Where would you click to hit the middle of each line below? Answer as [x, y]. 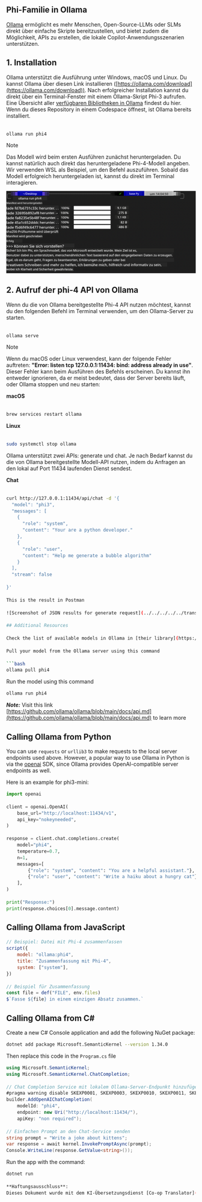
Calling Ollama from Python [59, 736]
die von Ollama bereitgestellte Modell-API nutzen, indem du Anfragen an [96, 462]
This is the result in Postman [45, 600]
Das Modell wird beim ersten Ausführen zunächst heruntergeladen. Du [94, 157]
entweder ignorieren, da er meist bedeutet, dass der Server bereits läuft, [96, 378]
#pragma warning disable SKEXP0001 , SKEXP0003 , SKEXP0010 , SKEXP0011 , [96, 1093]
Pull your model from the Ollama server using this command [83, 651]
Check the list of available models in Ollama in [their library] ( [93, 638]
